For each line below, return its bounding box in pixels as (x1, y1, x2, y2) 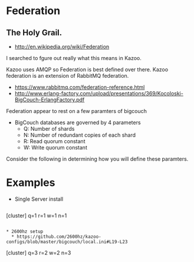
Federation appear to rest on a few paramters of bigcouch (6, 108, 147, 114)
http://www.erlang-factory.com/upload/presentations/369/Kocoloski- (14, 90, 184, 97)
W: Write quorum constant (23, 144, 87, 151)
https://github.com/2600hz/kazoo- (17, 234, 101, 240)
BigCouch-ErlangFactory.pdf (14, 96, 85, 103)
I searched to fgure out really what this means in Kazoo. (6, 55, 142, 61)
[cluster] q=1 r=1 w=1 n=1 (6, 212, 67, 219)
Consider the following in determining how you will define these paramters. (6, 155, 189, 162)
